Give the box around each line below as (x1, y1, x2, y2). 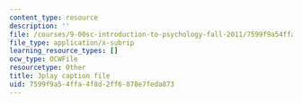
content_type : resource (9, 13, 99, 22)
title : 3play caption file (9, 72, 111, 81)
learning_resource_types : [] (9, 47, 119, 56)
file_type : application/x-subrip (9, 38, 135, 47)
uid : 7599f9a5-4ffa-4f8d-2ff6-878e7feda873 (9, 80, 175, 89)
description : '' (9, 21, 70, 30)
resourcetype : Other (9, 64, 87, 73)
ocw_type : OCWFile (9, 55, 78, 64)
